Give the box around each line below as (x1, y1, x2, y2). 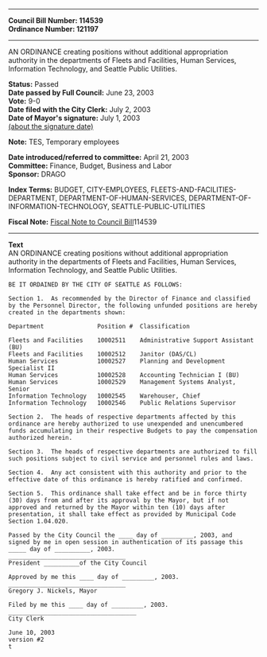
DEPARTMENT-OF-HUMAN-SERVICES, (59, 193, 188, 203)
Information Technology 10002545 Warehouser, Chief (8, 392, 201, 400)
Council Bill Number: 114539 (8, 16, 103, 25)
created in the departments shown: (8, 309, 126, 317)
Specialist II (8, 364, 56, 372)
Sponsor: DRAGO (8, 169, 66, 179)
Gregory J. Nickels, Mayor (8, 587, 98, 595)
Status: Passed (8, 80, 60, 88)
